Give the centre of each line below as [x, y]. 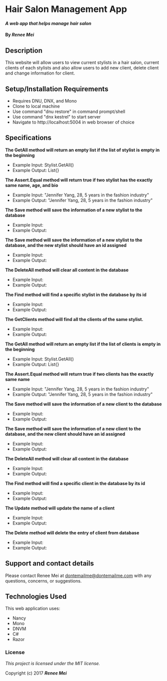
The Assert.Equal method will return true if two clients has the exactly [79, 374]
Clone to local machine [36, 106]
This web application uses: [33, 608]
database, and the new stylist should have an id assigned [66, 245]
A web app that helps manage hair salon [48, 23]
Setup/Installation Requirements [57, 89]
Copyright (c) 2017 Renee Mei [36, 673]
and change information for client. [40, 73]
